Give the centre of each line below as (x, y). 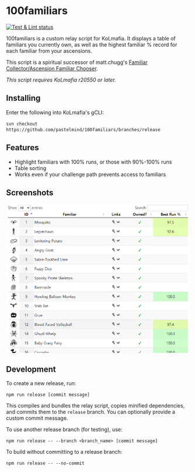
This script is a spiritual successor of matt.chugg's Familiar (77, 62)
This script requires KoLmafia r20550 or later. (61, 80)
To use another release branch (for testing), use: (64, 430)
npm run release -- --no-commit (45, 463)
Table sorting (30, 168)
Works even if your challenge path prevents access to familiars (90, 174)
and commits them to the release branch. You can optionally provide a (90, 412)
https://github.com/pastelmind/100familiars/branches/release (83, 130)
